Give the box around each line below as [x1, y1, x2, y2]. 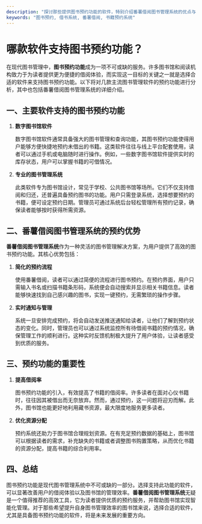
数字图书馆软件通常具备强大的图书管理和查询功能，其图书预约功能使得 [14, 135, 189, 142]
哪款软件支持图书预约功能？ [6, 42, 144, 56]
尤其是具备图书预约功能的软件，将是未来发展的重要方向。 [6, 511, 148, 519]
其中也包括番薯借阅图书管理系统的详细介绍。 [16, 86, 127, 94]
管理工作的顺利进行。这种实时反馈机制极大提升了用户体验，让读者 [20, 332, 184, 339]
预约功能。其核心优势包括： [11, 251, 80, 258]
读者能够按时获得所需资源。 [20, 206, 89, 214]
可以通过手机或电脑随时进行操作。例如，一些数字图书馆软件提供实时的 [20, 150, 194, 158]
